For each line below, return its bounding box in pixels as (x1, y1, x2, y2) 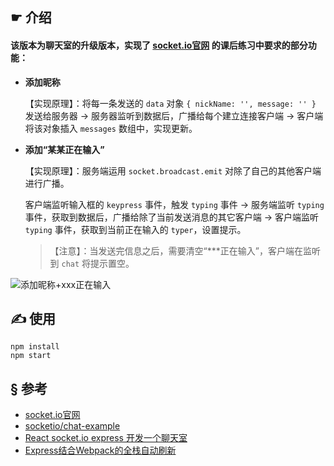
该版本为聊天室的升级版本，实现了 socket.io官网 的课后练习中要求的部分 (10, 39, 308, 51)
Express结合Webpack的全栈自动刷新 (24, 444, 177, 457)
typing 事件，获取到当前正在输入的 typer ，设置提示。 (24, 223, 247, 235)
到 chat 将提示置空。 (49, 257, 135, 269)
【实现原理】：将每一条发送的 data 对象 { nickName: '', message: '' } (24, 97, 317, 109)
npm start (10, 351, 52, 361)
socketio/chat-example (24, 420, 121, 432)
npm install (10, 342, 60, 352)
